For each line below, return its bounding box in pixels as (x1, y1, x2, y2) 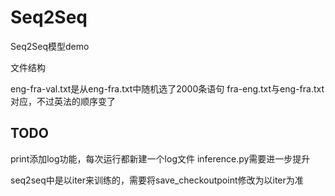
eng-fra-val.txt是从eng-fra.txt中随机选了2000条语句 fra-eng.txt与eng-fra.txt (10, 82, 325, 95)
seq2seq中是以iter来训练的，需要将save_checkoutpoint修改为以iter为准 (10, 174, 304, 186)
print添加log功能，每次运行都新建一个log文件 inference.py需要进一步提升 (10, 152, 311, 165)
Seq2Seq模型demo (10, 40, 90, 52)
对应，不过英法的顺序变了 (10, 95, 116, 107)
